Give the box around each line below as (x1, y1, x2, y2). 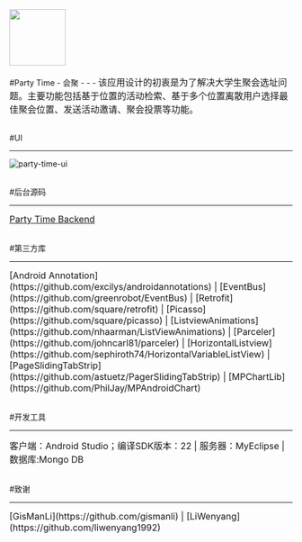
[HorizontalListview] (187, 337, 272, 349)
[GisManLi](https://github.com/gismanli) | (9, 510, 184, 522)
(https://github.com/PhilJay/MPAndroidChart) (9, 382, 201, 394)
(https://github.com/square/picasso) (9, 314, 164, 327)
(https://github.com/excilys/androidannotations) (9, 281, 212, 293)
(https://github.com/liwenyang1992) (9, 521, 162, 534)
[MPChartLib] (227, 371, 286, 383)
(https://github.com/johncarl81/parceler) (9, 337, 180, 349)
